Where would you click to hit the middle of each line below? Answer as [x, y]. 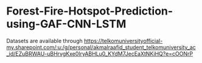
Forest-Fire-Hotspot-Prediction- [90, 11]
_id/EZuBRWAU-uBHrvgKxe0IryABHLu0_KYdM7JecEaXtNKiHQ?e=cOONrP [100, 53]
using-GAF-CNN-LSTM [66, 24]
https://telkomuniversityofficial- [124, 41]
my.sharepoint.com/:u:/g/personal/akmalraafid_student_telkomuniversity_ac [101, 47]
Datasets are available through [45, 41]
